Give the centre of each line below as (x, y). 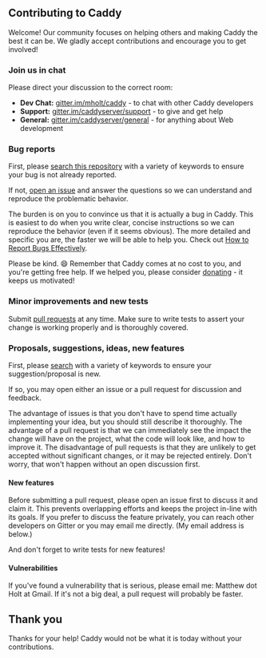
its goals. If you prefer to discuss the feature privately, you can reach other (131, 517)
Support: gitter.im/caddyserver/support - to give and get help (121, 112)
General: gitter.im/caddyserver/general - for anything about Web (127, 120)
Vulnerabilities (33, 568)
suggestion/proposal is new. (55, 374)
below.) (20, 534)
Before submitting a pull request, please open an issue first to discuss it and (133, 500)
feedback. (25, 398)
